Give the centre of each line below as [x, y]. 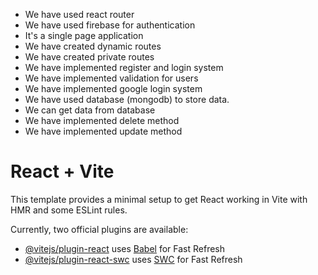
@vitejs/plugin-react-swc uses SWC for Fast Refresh [133, 259]
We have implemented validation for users [111, 78]
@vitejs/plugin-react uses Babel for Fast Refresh [125, 248]
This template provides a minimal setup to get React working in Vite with [159, 199]
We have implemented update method [103, 131]
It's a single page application [84, 35]
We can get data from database [90, 110]
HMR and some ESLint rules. [69, 210]
